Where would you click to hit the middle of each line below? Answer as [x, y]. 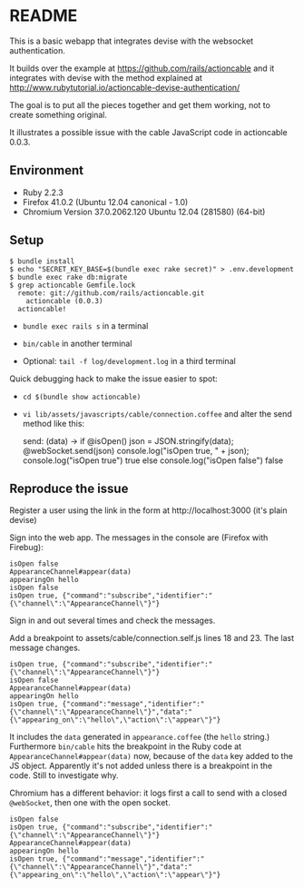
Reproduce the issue [69, 488]
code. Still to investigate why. [64, 775]
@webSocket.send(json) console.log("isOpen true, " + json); [136, 450]
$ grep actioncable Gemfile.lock [73, 285]
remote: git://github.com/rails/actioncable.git [111, 293]
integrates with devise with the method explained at [106, 77]
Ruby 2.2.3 [43, 192]
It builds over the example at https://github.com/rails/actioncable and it [142, 68]
